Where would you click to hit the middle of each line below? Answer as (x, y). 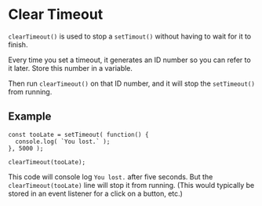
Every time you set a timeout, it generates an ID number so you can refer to (129, 60)
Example (30, 117)
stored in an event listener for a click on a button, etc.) (95, 193)
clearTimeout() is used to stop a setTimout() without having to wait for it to (130, 36)
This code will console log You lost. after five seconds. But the (111, 177)
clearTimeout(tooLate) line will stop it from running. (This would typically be (131, 185)
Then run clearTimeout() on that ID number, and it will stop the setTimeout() (131, 83)
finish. (18, 44)
